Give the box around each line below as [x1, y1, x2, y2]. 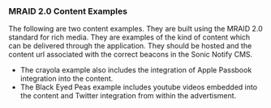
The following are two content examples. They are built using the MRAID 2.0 [8, 24, 263, 34]
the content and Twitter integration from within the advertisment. [19, 91, 237, 101]
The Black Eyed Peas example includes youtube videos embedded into [19, 82, 258, 92]
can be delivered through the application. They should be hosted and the [8, 41, 252, 51]
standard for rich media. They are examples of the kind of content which [8, 32, 251, 42]
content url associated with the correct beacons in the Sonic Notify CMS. [8, 50, 253, 60]
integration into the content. [19, 74, 114, 84]
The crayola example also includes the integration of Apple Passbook [19, 65, 252, 75]
